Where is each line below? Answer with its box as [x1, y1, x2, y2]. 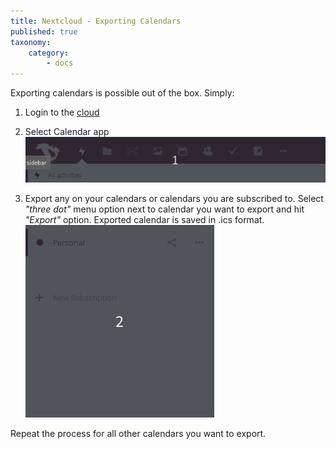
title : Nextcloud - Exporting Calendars [10, 16, 182, 26]
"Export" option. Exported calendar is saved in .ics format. [24, 213, 265, 225]
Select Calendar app [24, 126, 110, 138]
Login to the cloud [24, 106, 100, 119]
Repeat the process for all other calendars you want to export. [10, 427, 267, 439]
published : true [10, 26, 78, 37]
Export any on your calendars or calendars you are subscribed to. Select [24, 192, 324, 204]
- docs [46, 58, 74, 69]
